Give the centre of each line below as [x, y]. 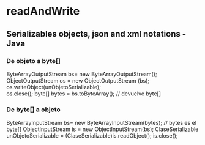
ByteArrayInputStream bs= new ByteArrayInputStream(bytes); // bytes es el [102, 123]
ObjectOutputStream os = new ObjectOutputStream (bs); [78, 80]
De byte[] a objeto [34, 110]
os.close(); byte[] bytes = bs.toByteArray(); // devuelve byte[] [84, 94]
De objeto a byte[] [34, 61]
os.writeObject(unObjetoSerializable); [54, 87]
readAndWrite [43, 11]
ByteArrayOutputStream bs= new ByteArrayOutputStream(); [82, 74]
